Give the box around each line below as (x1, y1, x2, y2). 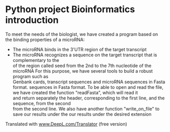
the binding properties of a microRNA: (5, 37, 85, 43)
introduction (5, 14, 59, 26)
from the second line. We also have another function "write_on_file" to (12, 106, 160, 112)
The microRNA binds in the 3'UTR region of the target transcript (12, 46, 147, 52)
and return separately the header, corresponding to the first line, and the (12, 95, 165, 101)
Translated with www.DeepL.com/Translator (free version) (5, 121, 127, 127)
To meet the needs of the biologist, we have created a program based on (5, 31, 158, 37)
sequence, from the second (12, 100, 71, 106)
